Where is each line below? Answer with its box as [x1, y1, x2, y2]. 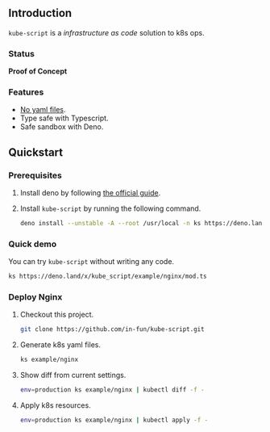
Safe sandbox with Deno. [19, 122, 104, 132]
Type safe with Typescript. [19, 113, 109, 124]
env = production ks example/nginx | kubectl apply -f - [19, 416, 209, 425]
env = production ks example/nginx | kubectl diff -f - [19, 386, 206, 394]
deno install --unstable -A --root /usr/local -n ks [19, 220, 201, 228]
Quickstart [8, 145, 64, 159]
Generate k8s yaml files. [19, 340, 101, 350]
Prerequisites [8, 170, 62, 181]
